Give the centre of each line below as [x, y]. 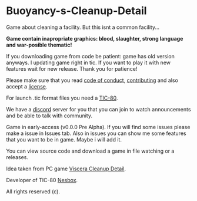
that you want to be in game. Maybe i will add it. [64, 139]
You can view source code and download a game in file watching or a [90, 151]
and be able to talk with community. [49, 116]
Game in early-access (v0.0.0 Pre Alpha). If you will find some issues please [98, 127]
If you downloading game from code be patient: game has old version [91, 56]
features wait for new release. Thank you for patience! [72, 68]
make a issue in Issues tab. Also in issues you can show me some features [96, 133]
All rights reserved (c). [33, 191]
